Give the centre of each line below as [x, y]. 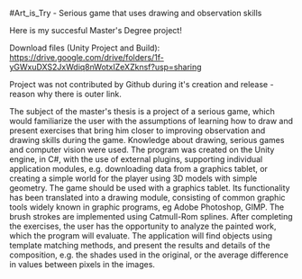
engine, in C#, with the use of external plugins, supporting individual [136, 159]
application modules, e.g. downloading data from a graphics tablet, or [139, 169]
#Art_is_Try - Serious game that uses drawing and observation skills [136, 13]
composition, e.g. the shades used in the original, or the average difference [149, 255]
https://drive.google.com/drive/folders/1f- [87, 57]
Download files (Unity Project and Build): [85, 48]
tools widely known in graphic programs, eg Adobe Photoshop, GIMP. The [147, 207]
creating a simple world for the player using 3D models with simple [133, 178]
